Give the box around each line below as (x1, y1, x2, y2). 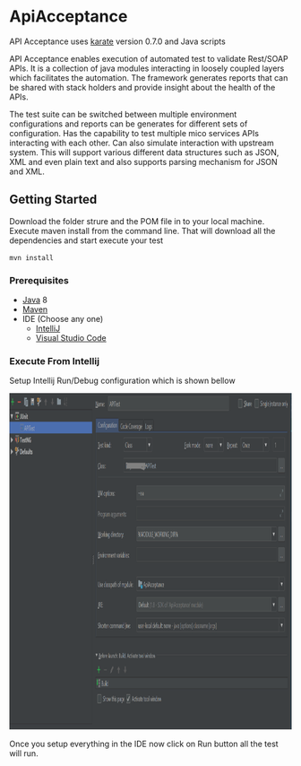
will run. (9, 748, 39, 759)
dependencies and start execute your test (9, 235, 164, 246)
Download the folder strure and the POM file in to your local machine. (9, 215, 265, 226)
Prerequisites (9, 274, 69, 286)
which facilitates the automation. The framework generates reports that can (9, 72, 288, 83)
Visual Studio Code (35, 333, 107, 344)
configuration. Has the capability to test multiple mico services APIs (9, 127, 260, 138)
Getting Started (9, 192, 98, 207)
